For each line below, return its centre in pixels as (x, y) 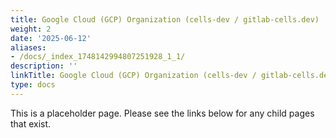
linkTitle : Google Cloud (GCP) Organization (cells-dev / (133, 76)
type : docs (33, 85)
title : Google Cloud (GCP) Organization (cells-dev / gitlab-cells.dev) (165, 19)
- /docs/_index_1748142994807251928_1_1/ (98, 57)
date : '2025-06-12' (51, 38)
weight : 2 (31, 29)
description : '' (44, 66)
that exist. (31, 123)
